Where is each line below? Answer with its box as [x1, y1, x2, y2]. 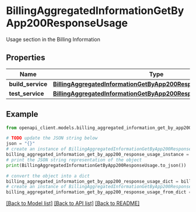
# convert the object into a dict [6, 173, 90, 179]
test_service [9, 89, 44, 98]
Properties [6, 53, 45, 62]
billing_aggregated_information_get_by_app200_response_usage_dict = [6, 178, 179, 185]
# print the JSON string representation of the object [6, 157, 142, 163]
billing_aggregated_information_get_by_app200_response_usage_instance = [6, 152, 190, 158]
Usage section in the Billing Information [6, 36, 101, 43]
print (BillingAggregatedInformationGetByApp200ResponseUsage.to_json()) [6, 162, 187, 168]
